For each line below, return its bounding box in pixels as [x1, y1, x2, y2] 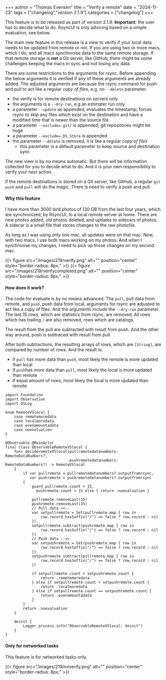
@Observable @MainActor [5, 440, 55, 445]
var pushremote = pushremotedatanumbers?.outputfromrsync [29, 475, 152, 480]
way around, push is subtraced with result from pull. [5, 332, 111, 338]
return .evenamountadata [40, 593, 92, 598]
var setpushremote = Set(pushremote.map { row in [31, 541, 136, 546]
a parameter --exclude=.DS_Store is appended [12, 133, 108, 138]
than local [12, 362, 33, 368]
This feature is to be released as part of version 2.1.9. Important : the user [5, 19, 155, 25]
